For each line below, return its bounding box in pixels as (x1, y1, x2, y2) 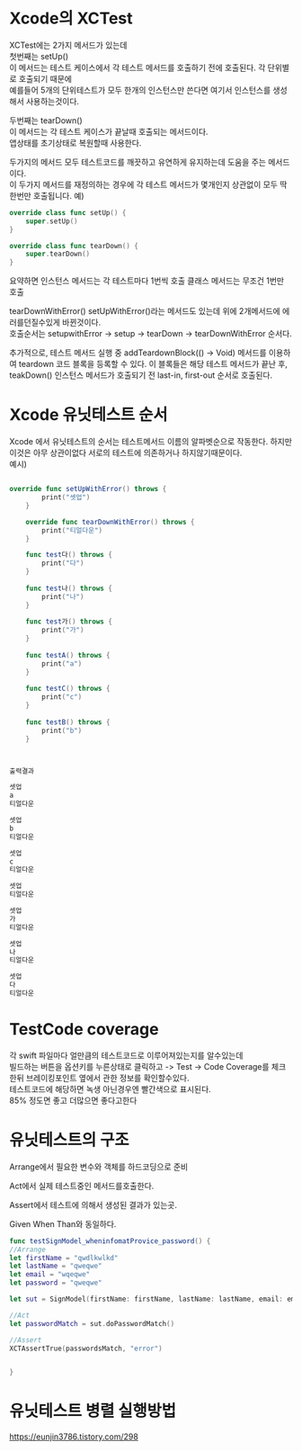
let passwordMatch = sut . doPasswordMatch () (9, 1319, 175, 1328)
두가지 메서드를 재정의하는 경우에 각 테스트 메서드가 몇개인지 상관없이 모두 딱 (18, 179, 288, 190)
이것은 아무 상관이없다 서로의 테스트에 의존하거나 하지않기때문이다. (9, 447, 243, 459)
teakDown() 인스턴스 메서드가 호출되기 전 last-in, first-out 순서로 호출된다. (9, 370, 272, 381)
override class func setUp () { (9, 208, 127, 217)
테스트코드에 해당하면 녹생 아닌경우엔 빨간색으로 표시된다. (9, 1083, 211, 1094)
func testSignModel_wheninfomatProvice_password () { (9, 1236, 211, 1246)
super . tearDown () (25, 249, 91, 259)
